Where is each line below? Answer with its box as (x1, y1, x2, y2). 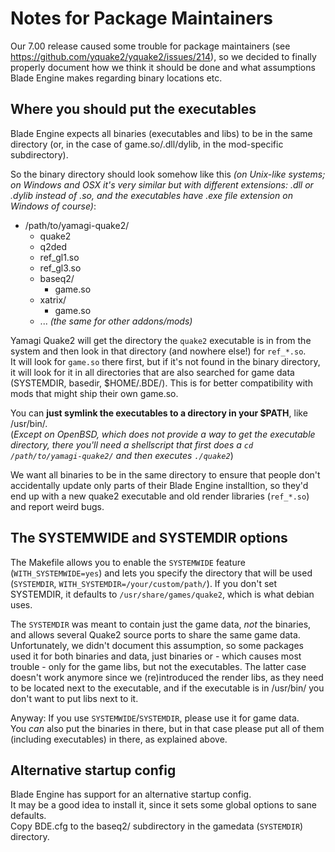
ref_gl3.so (39, 262, 82, 274)
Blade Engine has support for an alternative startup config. (10, 788, 252, 801)
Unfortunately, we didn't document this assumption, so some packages (10, 639, 304, 651)
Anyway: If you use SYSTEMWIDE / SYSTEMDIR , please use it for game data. (10, 712, 300, 724)
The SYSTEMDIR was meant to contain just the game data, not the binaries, (10, 618, 312, 630)
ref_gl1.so (39, 251, 80, 263)
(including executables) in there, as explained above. (10, 733, 228, 745)
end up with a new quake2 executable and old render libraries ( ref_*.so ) (10, 490, 310, 502)
